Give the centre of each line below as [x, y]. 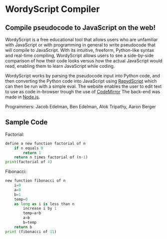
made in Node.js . [22, 97]
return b [23, 227]
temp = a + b [32, 213]
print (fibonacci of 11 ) [31, 232]
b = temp [30, 223]
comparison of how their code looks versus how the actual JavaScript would [84, 61]
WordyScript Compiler [53, 9]
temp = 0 [21, 199]
